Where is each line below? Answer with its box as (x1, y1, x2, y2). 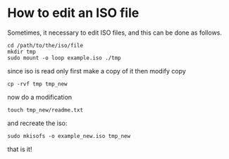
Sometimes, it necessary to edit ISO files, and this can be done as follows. (7, 28, 222, 37)
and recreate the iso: (7, 119, 68, 127)
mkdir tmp (7, 48, 37, 55)
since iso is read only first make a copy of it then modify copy (7, 66, 187, 75)
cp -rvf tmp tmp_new (7, 80, 68, 88)
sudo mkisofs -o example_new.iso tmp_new (7, 132, 131, 139)
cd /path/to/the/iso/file (7, 42, 83, 49)
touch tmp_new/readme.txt (7, 106, 83, 114)
